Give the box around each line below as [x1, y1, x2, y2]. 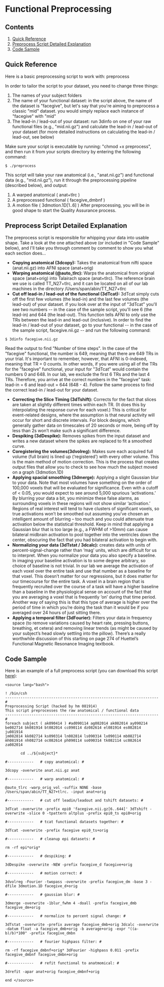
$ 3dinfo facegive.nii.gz [5, 337, 58, 342]
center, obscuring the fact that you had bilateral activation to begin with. [12, 537, 158, 543]
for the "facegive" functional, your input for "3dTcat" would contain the [5, 366, 148, 372]
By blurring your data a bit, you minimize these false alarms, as [12, 495, 140, 501]
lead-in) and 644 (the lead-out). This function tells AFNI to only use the [12, 312, 156, 318]
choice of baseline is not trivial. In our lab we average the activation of [12, 563, 154, 569]
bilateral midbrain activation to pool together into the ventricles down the [12, 531, 159, 537]
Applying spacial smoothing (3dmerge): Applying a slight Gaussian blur [12, 474, 159, 480]
